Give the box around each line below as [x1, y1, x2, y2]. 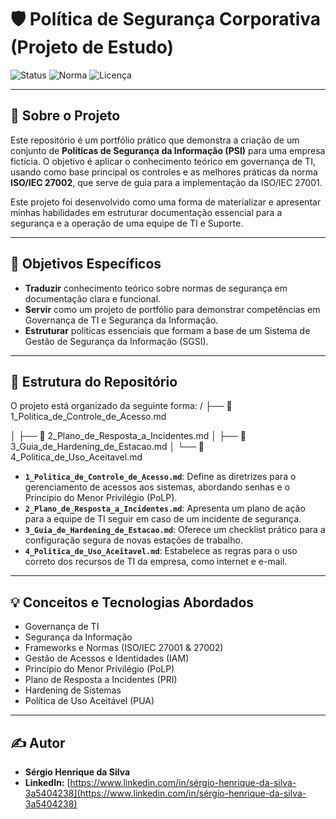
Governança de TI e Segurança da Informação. [24, 314, 219, 326]
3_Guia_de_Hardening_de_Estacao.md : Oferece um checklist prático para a [24, 524, 326, 536]
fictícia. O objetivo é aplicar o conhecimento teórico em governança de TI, [10, 155, 316, 167]
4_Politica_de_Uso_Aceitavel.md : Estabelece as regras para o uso [24, 545, 298, 557]
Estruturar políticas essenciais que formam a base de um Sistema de [24, 324, 311, 336]
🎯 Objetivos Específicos [10, 256, 162, 273]
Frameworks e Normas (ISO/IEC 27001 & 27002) [24, 642, 224, 654]
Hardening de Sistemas [24, 684, 122, 696]
